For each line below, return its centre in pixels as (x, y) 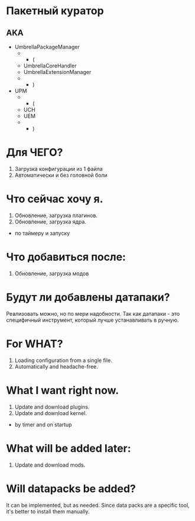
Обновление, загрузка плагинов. (56, 215)
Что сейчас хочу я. (55, 199)
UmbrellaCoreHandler (50, 66)
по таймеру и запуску (42, 233)
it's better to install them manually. (48, 511)
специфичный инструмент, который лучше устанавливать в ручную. (92, 320)
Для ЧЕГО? (35, 153)
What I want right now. (63, 390)
